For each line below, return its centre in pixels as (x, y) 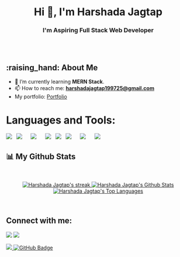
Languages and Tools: (61, 120)
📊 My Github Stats (41, 157)
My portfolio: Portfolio (41, 97)
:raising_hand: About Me (52, 68)
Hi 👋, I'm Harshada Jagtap (98, 12)
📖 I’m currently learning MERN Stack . (59, 82)
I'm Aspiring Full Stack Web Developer (98, 30)
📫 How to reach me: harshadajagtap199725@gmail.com (84, 88)
